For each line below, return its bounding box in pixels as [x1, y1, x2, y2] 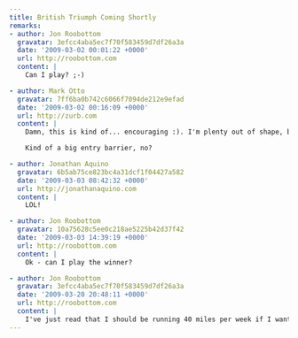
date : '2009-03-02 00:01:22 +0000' [17, 46, 149, 55]
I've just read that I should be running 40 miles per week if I [25, 315, 272, 324]
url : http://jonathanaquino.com [17, 184, 137, 193]
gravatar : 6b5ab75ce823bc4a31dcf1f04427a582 [17, 167, 184, 177]
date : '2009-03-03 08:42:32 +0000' [17, 176, 149, 185]
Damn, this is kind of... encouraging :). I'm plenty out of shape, [25, 127, 284, 137]
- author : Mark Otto [9, 86, 86, 96]
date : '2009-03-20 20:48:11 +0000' [17, 290, 149, 299]
